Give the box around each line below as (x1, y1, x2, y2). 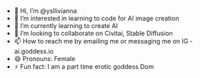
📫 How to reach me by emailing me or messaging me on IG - (13, 37, 194, 45)
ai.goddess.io (13, 47, 54, 56)
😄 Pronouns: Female (13, 55, 76, 63)
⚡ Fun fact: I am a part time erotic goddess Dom (13, 63, 155, 70)
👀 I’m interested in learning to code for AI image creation (13, 14, 179, 22)
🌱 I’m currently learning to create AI (13, 22, 118, 30)
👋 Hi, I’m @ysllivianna (13, 7, 77, 15)
